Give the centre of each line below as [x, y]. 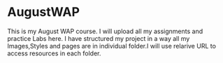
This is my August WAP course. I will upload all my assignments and [105, 31]
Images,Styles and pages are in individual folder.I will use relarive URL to [112, 46]
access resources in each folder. [54, 53]
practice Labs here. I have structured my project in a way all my [99, 38]
